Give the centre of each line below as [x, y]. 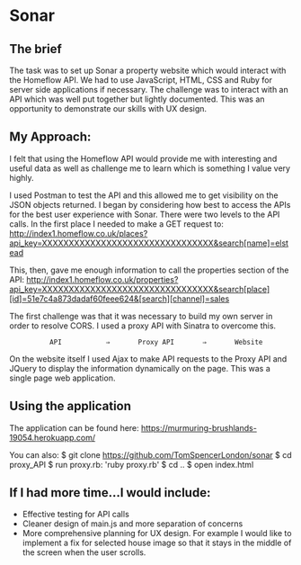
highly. [22, 177]
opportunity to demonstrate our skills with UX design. [108, 108]
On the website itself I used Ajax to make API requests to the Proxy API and [148, 359]
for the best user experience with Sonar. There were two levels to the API [145, 214]
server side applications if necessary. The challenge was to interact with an [149, 90]
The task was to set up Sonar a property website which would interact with [148, 70]
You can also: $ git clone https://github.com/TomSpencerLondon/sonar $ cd [150, 454]
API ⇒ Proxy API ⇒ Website [156, 342]
